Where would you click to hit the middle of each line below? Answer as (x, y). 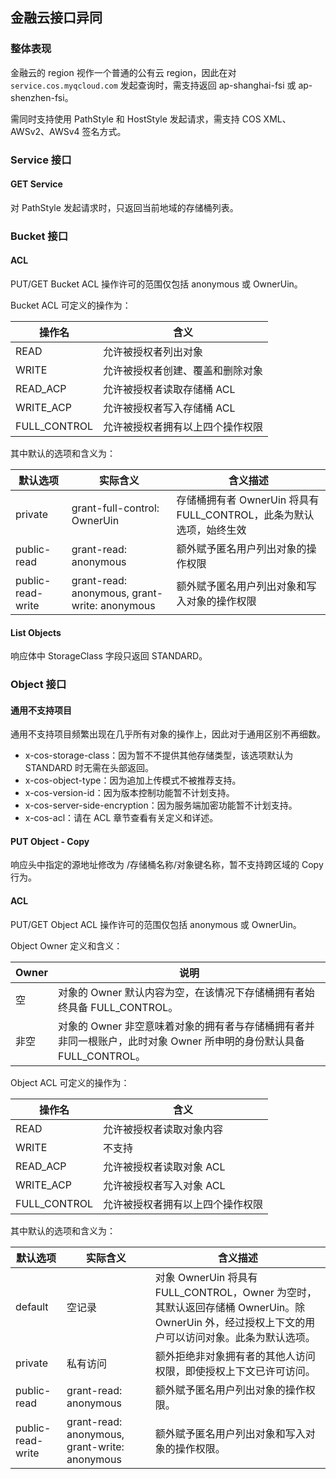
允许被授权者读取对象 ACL (164, 1166)
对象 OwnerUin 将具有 (206, 1277)
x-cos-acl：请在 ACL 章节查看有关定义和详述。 (121, 818)
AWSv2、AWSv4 (45, 131)
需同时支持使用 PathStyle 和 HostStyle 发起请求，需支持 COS (136, 119)
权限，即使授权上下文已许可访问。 (235, 1371)
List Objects (36, 632)
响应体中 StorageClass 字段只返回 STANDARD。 (109, 656)
